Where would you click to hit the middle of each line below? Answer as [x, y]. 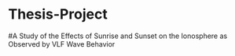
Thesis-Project [58, 14]
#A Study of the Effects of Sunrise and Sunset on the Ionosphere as [118, 36]
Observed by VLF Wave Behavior [62, 44]
